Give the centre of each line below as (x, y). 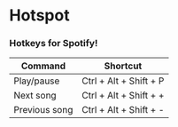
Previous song (43, 110)
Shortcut (123, 66)
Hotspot (39, 16)
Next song (35, 96)
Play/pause (37, 81)
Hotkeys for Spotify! (54, 44)
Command (43, 66)
